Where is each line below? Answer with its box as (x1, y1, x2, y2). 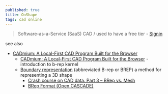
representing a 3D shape (20, 72, 72, 78)
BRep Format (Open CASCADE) (27, 83, 94, 89)
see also (5, 41, 23, 47)
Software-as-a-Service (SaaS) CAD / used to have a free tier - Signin (17, 31, 163, 37)
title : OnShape (5, 12, 38, 17)
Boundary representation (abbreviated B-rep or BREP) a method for (20, 67, 162, 73)
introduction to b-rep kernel (20, 61, 79, 68)
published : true (5, 7, 40, 13)
